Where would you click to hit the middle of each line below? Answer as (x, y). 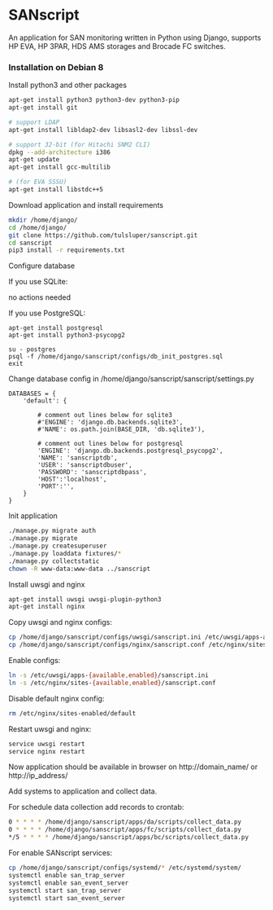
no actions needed (40, 297)
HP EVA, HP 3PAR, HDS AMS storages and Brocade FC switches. (117, 46)
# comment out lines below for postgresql (110, 444)
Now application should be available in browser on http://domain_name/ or (133, 767)
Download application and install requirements (86, 204)
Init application (33, 516)
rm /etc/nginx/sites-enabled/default (72, 713)
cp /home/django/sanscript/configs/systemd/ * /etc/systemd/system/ (125, 868)
